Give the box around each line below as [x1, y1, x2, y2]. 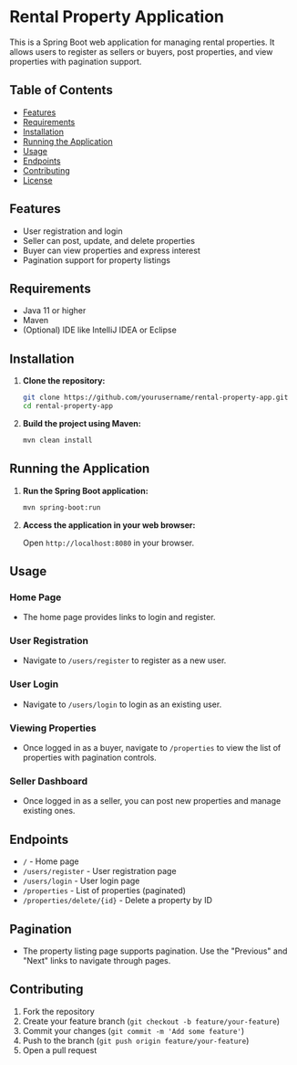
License [22, 174, 53, 185]
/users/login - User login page [22, 875, 140, 887]
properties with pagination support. [9, 56, 142, 67]
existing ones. [22, 806, 76, 817]
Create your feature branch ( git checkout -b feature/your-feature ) [22, 1016, 281, 1027]
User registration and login [22, 226, 123, 237]
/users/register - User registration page [22, 866, 177, 877]
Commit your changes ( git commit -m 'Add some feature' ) [22, 1025, 245, 1036]
